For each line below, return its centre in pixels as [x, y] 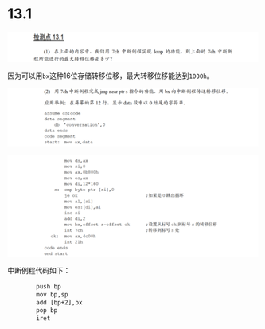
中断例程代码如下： [39, 270]
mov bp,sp [52, 294]
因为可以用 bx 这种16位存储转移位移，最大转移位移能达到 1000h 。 [111, 76]
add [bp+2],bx [59, 302]
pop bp [47, 310]
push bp [49, 286]
